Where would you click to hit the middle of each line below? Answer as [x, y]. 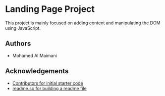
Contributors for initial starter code [48, 83]
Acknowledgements [37, 71]
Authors [18, 44]
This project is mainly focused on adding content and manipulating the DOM [83, 23]
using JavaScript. [23, 28]
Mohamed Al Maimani [34, 55]
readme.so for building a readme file [49, 88]
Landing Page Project [50, 9]
